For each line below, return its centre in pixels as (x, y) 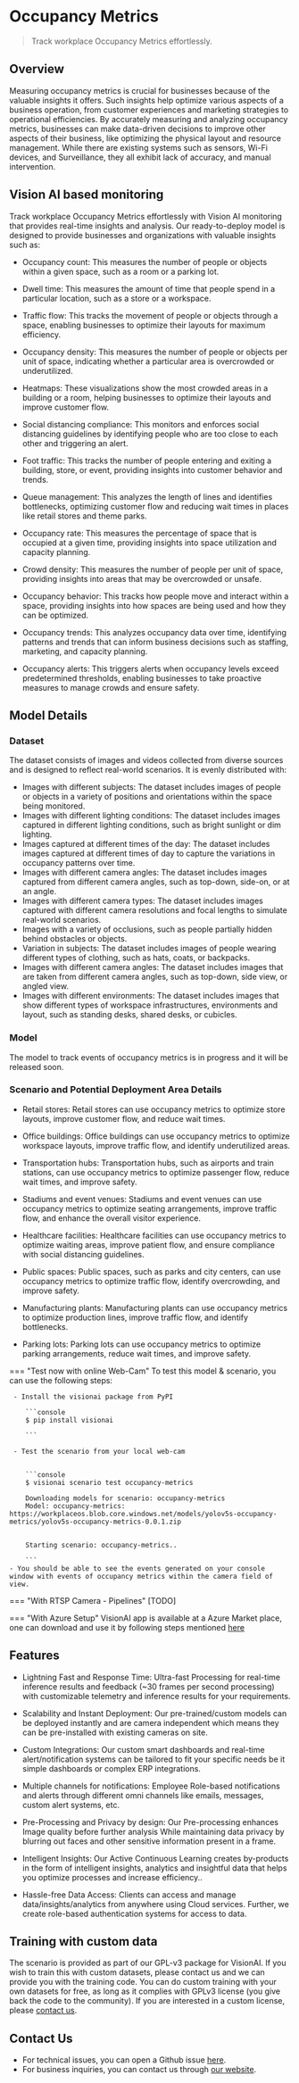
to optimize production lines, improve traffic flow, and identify (135, 1317)
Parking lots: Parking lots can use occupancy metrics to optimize (141, 1344)
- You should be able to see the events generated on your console (137, 1568)
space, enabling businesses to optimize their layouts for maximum (144, 325)
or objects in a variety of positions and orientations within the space (147, 797)
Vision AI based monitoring (87, 195)
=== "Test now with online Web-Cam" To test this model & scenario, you (143, 1371)
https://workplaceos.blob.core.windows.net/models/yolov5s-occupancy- (143, 1514)
